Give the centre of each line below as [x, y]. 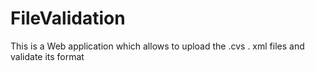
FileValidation [68, 18]
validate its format [47, 56]
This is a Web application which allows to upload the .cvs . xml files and [157, 46]
